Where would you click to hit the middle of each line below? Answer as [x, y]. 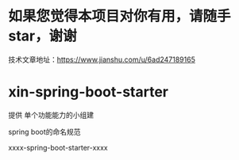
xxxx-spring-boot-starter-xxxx [58, 147]
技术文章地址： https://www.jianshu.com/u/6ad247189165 [102, 59]
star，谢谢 [42, 36]
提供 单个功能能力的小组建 [51, 115]
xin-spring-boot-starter [89, 92]
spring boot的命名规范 [44, 131]
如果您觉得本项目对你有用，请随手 [120, 16]
